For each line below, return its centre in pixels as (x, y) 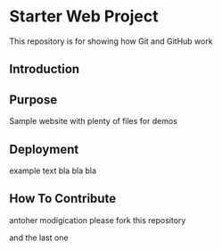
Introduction (45, 69)
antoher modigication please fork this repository (98, 220)
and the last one (39, 237)
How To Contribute (63, 199)
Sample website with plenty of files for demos (94, 121)
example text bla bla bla (53, 171)
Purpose (33, 100)
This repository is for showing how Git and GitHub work (111, 41)
